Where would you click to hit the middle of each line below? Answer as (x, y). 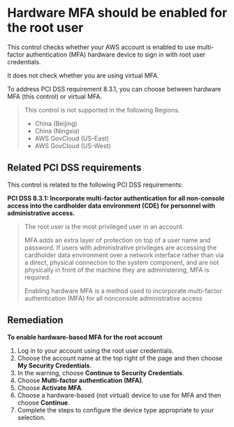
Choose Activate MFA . (50, 388)
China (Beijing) (56, 123)
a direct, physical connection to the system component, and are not (122, 262)
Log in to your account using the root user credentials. (95, 350)
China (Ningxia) (57, 131)
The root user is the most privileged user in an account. (104, 226)
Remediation (36, 320)
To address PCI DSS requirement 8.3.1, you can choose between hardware (114, 89)
